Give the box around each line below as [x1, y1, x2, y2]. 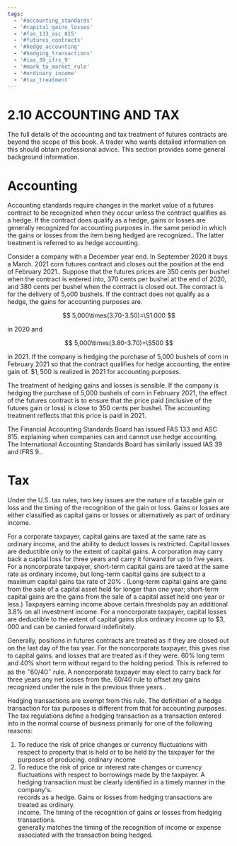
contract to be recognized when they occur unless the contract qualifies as [7, 208, 226, 217]
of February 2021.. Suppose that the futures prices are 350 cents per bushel [7, 267, 230, 276]
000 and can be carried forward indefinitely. [7, 623, 137, 631]
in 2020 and [7, 325, 42, 334]
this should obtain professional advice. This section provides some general [7, 145, 226, 154]
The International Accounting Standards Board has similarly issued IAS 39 [7, 440, 223, 449]
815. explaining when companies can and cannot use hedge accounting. [7, 433, 218, 441]
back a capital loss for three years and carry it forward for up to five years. [7, 555, 225, 563]
